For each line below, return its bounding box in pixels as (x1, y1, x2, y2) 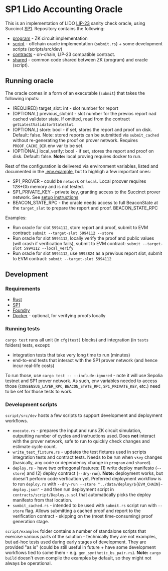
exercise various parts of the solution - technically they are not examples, (5, 534, 157, 540)
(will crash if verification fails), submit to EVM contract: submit (12, 240, 141, 246)
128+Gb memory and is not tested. (12, 183, 84, 189)
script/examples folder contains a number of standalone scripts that (5, 528, 146, 534)
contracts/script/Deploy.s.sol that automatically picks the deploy (12, 492, 151, 498)
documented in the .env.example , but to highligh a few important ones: (5, 168, 151, 174)
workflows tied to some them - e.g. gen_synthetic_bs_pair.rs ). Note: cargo (5, 550, 161, 556)
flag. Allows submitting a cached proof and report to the (25, 508, 141, 514)
